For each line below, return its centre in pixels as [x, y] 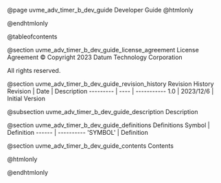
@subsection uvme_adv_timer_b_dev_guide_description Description [103, 112]
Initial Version [26, 98]
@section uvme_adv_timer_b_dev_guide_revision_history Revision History [110, 84]
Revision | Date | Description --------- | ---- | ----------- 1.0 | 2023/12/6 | [110, 91]
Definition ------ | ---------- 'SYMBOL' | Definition [78, 132]
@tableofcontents [32, 36]
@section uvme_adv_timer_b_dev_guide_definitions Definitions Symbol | [109, 125]
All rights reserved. [34, 71]
